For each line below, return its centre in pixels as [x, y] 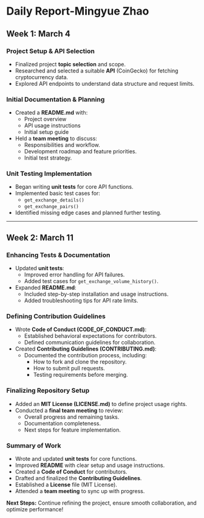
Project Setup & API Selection [51, 51]
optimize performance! [35, 509]
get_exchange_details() [54, 200]
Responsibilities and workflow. [62, 145]
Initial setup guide [46, 132]
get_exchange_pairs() [51, 207]
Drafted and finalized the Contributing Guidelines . [78, 478]
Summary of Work [34, 446]
